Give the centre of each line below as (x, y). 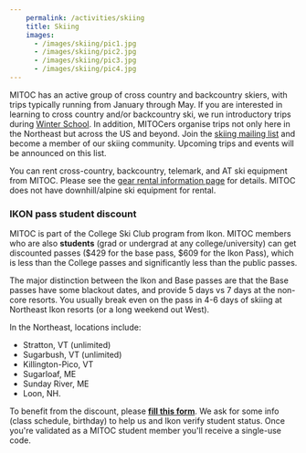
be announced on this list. (58, 153)
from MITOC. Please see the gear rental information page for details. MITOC (153, 180)
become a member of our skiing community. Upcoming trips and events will (152, 143)
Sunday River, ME (56, 384)
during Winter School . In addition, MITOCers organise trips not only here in (150, 123)
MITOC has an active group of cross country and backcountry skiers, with (148, 95)
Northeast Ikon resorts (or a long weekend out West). (110, 310)
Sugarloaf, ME (49, 374)
